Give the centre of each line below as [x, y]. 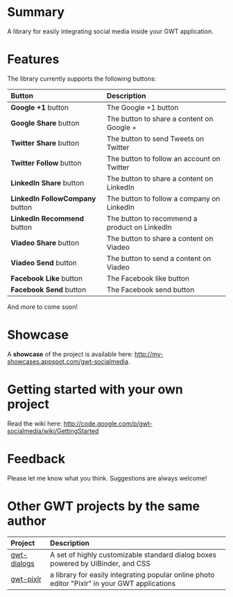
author [27, 521]
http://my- [149, 354]
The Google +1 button [143, 107]
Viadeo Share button [45, 242]
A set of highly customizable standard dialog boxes [133, 555]
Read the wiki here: [35, 423]
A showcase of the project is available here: [70, 354]
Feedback [36, 459]
